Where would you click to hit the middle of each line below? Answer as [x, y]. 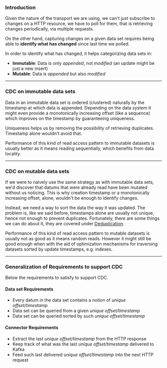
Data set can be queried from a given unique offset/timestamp [76, 311]
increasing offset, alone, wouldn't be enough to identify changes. [72, 198]
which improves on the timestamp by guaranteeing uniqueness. [70, 118]
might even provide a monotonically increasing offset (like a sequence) [78, 113]
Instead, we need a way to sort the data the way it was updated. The [75, 207]
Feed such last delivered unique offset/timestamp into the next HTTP [83, 355]
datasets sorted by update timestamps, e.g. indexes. [59, 249]
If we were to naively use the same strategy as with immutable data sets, [80, 182]
